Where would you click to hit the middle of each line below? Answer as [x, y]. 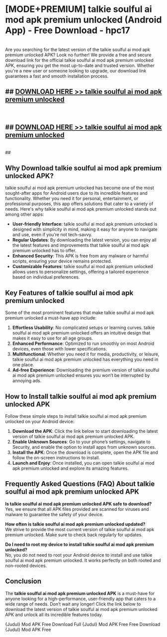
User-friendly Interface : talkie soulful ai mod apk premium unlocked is [85, 224]
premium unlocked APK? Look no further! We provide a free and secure [78, 55]
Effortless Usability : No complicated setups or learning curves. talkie [83, 327]
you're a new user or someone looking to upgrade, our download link [76, 70]
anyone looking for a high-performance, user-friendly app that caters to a [81, 599]
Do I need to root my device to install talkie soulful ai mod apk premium [80, 544]
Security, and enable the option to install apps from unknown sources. [84, 447]
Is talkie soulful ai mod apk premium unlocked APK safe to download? [79, 504]
